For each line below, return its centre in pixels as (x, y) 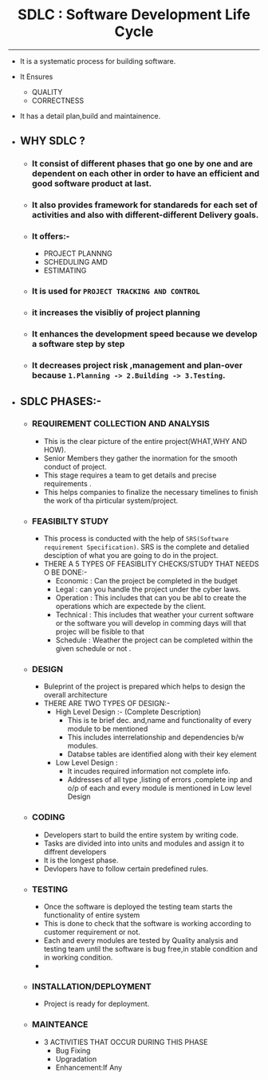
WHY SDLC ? (53, 141)
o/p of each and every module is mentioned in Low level (160, 788)
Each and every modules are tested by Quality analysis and (141, 941)
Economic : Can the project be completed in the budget (146, 581)
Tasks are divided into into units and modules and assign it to (144, 843)
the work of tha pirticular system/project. (111, 501)
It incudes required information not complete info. (149, 772)
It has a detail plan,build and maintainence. (90, 116)
